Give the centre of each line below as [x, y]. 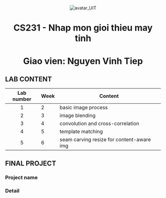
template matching [81, 132]
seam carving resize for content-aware [105, 140]
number [22, 99]
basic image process [84, 108]
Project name [21, 177]
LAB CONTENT [28, 79]
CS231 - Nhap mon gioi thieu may [83, 28]
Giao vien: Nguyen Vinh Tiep [83, 61]
